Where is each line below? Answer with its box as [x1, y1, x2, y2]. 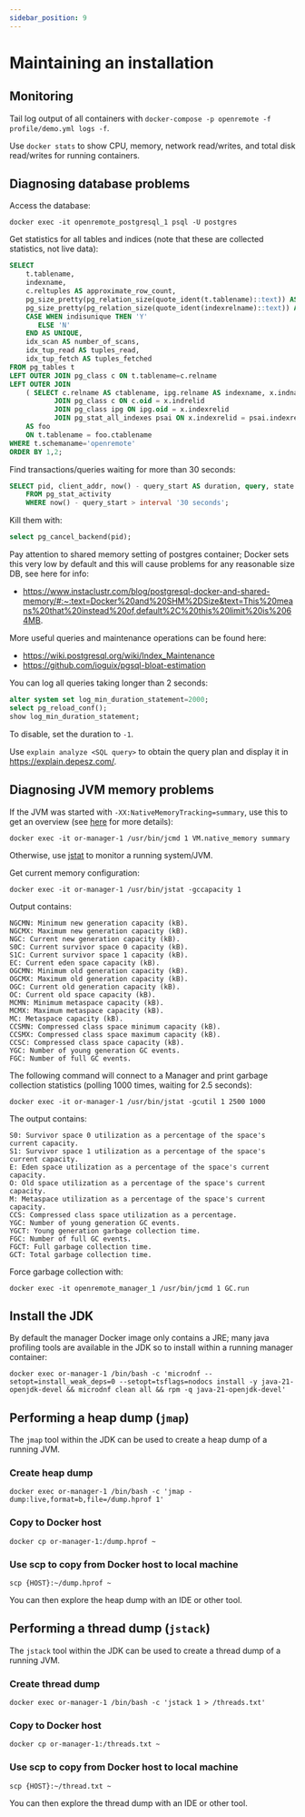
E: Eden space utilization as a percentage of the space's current [9, 1162, 271, 1172]
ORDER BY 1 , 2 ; [9, 447, 64, 456]
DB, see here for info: [9, 568, 89, 579]
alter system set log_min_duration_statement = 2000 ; [9, 695, 209, 705]
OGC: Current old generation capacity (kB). [9, 982, 181, 991]
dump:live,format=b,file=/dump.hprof [9, 1495, 152, 1505]
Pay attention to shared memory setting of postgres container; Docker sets [9, 549, 290, 560]
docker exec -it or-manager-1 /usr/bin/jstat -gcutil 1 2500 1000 [9, 1097, 266, 1106]
